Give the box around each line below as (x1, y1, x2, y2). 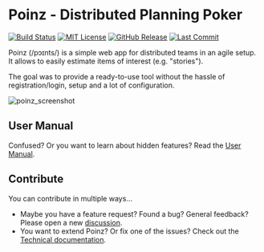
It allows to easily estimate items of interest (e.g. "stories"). (8, 56, 204, 66)
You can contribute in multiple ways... (8, 193, 132, 203)
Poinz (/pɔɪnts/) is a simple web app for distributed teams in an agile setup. (8, 47, 257, 57)
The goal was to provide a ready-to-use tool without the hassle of (8, 71, 225, 81)
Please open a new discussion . (19, 217, 123, 227)
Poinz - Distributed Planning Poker (8, 6, 243, 24)
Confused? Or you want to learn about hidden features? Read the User (8, 140, 242, 150)
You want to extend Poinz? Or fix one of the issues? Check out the (19, 226, 239, 236)
